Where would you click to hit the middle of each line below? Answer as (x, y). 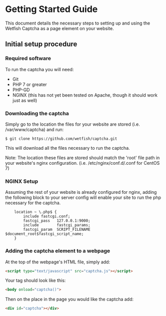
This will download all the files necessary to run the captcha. (67, 148)
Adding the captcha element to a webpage (58, 251)
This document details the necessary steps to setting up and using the (78, 23)
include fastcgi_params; (57, 225)
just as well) (25, 100)
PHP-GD (21, 90)
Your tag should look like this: (35, 280)
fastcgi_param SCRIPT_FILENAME (57, 230)
